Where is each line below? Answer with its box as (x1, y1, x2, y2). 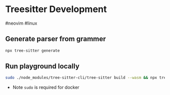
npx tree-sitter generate (5, 48, 60, 53)
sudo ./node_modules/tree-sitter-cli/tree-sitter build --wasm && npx (5, 75, 157, 80)
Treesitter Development (5, 4, 107, 15)
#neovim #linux (5, 20, 37, 26)
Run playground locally (5, 62, 80, 71)
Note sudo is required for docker (12, 84, 79, 90)
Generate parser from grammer (5, 35, 106, 43)
